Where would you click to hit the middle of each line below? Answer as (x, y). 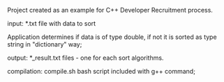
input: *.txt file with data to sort (52, 23)
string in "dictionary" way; (45, 44)
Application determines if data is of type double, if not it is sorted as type (112, 37)
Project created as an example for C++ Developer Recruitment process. (110, 10)
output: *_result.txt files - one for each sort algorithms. (85, 58)
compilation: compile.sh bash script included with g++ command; (101, 71)
